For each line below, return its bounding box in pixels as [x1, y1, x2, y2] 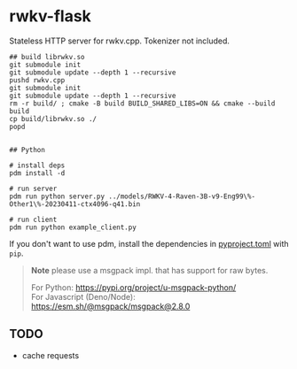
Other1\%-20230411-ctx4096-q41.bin [9, 199, 141, 209]
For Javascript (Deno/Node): [30, 291, 136, 302]
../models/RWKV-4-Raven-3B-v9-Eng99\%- [107, 192, 255, 201]
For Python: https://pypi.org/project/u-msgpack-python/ [30, 281, 237, 293]
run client [17, 215, 58, 224]
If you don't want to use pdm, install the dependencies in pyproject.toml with [9, 238, 290, 249]
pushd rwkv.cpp [9, 75, 66, 85]
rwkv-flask [9, 6, 91, 27]
